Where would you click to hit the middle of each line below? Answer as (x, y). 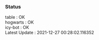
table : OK (15, 17)
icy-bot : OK (17, 27)
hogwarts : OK (20, 22)
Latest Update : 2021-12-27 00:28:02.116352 (49, 33)
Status (13, 7)
